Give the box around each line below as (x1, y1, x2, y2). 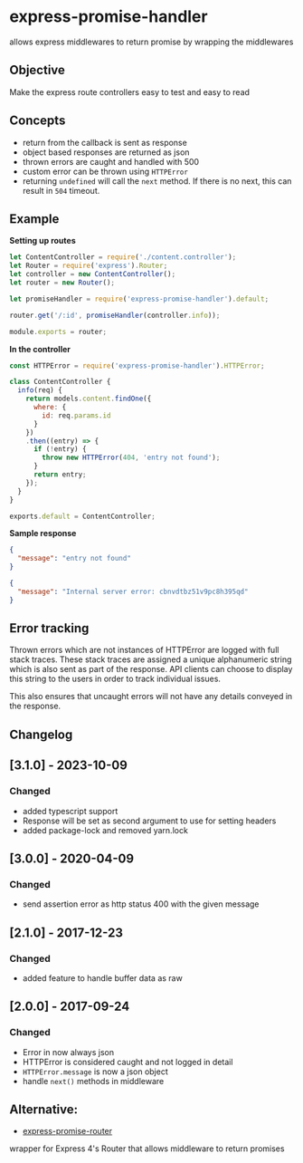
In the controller (9, 343, 71, 354)
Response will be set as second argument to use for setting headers (22, 815, 277, 826)
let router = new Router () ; (9, 278, 116, 287)
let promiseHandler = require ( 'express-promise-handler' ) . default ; (9, 294, 270, 303)
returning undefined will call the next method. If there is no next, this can (22, 175, 292, 187)
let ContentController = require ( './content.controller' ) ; (9, 253, 237, 262)
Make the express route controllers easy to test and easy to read (9, 86, 251, 97)
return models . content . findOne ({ (25, 394, 152, 404)
